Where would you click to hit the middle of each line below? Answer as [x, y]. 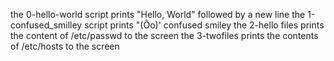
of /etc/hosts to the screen [65, 46]
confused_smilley [46, 25]
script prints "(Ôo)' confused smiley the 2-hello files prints [204, 25]
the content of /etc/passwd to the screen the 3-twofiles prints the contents [164, 35]
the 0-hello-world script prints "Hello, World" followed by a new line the [158, 14]
